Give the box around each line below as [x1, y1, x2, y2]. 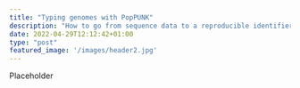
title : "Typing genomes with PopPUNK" [9, 12, 154, 22]
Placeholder [9, 70, 54, 81]
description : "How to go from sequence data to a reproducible [9, 21, 250, 30]
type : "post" [9, 37, 58, 47]
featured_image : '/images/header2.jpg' [9, 46, 158, 55]
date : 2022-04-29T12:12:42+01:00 [9, 29, 134, 38]
